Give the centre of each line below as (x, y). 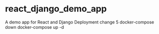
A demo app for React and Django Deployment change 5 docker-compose (80, 22)
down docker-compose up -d (35, 27)
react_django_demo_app (56, 9)
